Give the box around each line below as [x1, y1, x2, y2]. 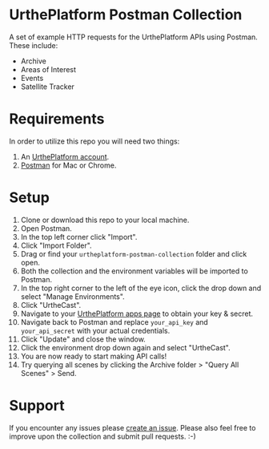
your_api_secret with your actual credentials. [20, 326, 171, 335]
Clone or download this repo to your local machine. [20, 215, 190, 224]
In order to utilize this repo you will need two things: [9, 136, 180, 146]
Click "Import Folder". [20, 241, 92, 250]
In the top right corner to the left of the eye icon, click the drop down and [20, 283, 262, 293]
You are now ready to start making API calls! [20, 351, 167, 361]
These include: [9, 40, 58, 50]
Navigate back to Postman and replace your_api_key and [20, 317, 209, 326]
